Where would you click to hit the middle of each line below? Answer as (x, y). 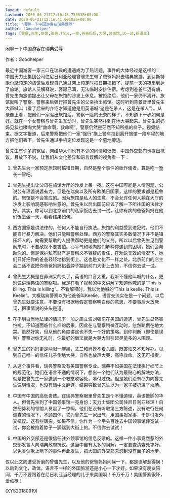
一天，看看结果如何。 (52, 217)
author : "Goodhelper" (28, 29)
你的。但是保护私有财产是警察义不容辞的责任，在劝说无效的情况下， (88, 253)
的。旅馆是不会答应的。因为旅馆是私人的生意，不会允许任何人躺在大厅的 (88, 198)
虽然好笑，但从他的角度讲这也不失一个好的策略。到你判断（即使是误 (92, 331)
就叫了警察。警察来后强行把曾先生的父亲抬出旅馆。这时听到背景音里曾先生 (87, 102)
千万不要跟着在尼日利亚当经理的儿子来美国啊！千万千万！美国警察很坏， (89, 474)
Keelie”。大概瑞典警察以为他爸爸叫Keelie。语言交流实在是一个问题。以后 (88, 295)
